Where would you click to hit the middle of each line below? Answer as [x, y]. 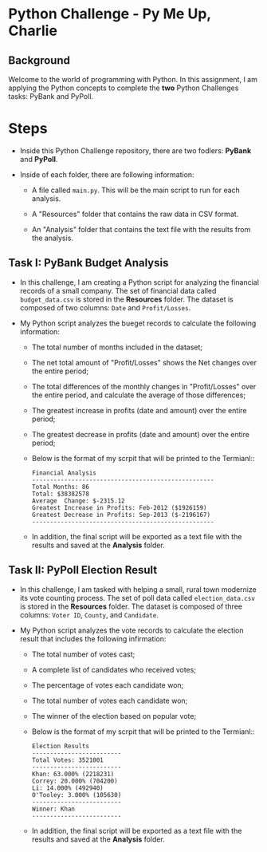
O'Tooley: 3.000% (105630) [77, 795]
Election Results [61, 746]
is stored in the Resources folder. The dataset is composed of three [131, 606]
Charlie [33, 31]
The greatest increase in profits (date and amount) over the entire [139, 410]
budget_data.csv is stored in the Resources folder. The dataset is [126, 299]
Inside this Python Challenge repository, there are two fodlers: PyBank [135, 150]
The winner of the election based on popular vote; [114, 716]
